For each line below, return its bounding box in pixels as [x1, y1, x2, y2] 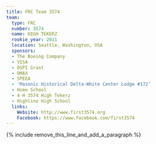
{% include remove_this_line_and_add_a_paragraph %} [6, 131, 142, 139]
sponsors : [11, 48, 36, 54]
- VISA [11, 59, 28, 65]
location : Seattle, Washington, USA [11, 43, 103, 49]
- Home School [11, 87, 47, 93]
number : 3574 [11, 25, 44, 32]
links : [11, 103, 28, 110]
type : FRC [11, 20, 36, 26]
